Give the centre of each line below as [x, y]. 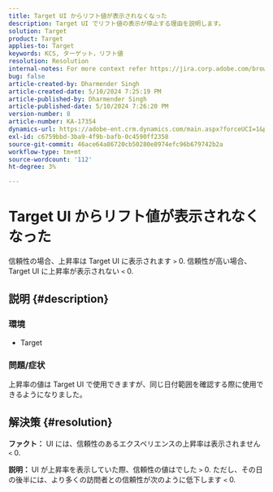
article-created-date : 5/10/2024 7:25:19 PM [85, 91]
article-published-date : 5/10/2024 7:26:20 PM [89, 106]
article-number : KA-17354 [52, 122]
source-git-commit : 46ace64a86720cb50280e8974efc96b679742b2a [116, 144]
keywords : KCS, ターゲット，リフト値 [66, 54]
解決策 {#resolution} [61, 423]
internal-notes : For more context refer [78, 69]
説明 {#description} [59, 299]
